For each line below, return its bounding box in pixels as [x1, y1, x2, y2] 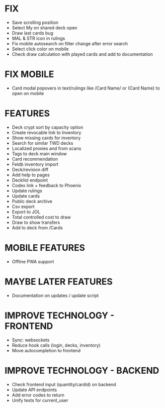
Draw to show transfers [11, 219, 60, 225]
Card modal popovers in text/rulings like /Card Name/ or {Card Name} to [11, 85, 160, 91]
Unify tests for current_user [11, 397, 69, 403]
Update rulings [11, 188, 43, 194]
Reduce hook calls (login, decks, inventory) [11, 342, 101, 348]
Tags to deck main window [11, 150, 67, 157]
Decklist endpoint [11, 177, 48, 183]
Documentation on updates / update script [11, 292, 99, 299]
